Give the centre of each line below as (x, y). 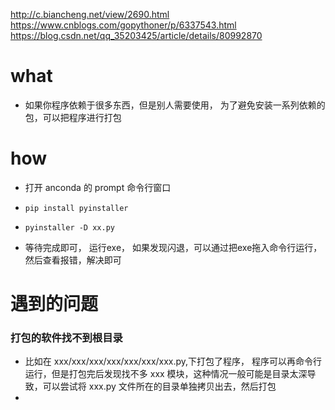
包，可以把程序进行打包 (73, 117)
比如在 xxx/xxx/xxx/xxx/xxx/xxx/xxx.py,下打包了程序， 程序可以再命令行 (173, 361)
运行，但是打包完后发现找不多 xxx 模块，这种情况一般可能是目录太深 (166, 374)
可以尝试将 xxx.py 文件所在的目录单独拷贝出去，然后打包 (159, 386)
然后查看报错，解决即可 (73, 260)
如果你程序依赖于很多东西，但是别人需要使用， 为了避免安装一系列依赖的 (175, 105)
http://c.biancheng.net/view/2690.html (90, 14)
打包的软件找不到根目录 (66, 337)
